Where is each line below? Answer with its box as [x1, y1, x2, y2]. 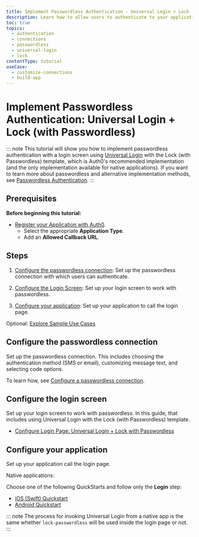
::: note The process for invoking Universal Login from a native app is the [6, 513, 184, 520]
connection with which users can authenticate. [14, 273, 129, 280]
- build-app [11, 75, 41, 81]
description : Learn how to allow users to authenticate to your [6, 14, 168, 20]
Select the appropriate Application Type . [23, 227, 124, 234]
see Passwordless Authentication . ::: [6, 177, 95, 184]
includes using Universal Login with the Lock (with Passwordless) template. [6, 416, 191, 423]
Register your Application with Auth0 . [14, 220, 106, 228]
